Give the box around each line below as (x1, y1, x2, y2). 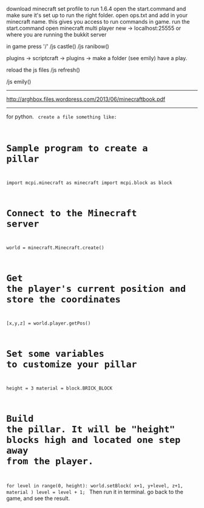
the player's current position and (6, 283, 186, 295)
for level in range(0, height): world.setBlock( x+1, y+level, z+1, (6, 483, 183, 489)
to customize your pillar (6, 359, 137, 370)
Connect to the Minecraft (6, 208, 137, 219)
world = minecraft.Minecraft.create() (6, 245, 104, 251)
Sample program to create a (6, 143, 148, 154)
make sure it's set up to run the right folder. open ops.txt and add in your (6, 12, 188, 19)
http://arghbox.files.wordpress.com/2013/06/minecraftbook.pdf (6, 95, 166, 103)
